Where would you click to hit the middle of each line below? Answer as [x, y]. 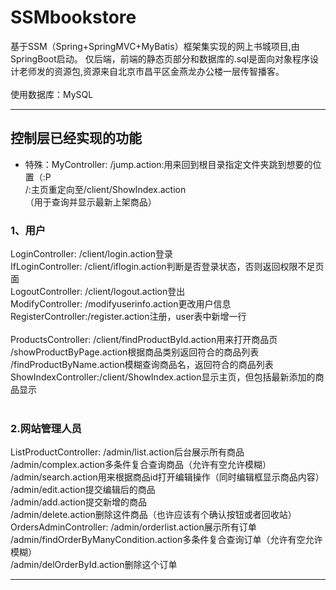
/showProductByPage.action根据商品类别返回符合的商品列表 [135, 352]
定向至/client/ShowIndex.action [121, 189]
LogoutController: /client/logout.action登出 [98, 292]
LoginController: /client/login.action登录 [92, 254]
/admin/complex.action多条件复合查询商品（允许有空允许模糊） [141, 465]
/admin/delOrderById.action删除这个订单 [94, 565]
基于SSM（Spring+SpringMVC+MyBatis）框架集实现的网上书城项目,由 [155, 46]
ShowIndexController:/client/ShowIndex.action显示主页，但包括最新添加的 [163, 377]
